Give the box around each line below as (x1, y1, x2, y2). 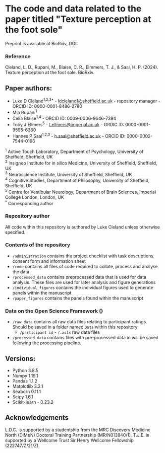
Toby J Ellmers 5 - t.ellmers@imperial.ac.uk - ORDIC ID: (12, 121, 125, 127)
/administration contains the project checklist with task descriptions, (12, 253, 155, 259)
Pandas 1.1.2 (12, 378, 38, 384)
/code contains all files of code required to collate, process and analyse (12, 263, 158, 269)
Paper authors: (5, 84, 53, 92)
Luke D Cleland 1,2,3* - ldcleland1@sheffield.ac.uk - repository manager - (12, 97, 161, 104)
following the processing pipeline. (12, 340, 82, 346)
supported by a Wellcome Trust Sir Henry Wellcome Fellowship (5, 437, 134, 443)
